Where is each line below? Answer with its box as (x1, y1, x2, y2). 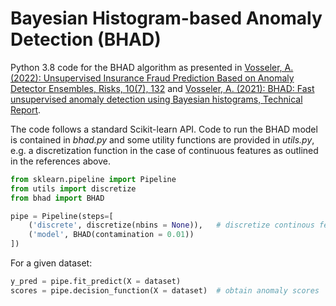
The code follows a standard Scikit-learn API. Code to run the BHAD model (10, 123, 318, 135)
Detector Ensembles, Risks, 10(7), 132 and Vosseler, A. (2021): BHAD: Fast (10, 82, 315, 94)
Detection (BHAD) (10, 28, 162, 51)
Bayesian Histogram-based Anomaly (10, 7, 323, 30)
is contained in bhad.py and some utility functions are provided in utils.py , (10, 133, 315, 146)
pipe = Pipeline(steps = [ (10, 211, 114, 221)
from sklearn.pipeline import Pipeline (10, 174, 177, 184)
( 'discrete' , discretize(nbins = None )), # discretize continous (28, 220, 315, 231)
